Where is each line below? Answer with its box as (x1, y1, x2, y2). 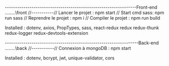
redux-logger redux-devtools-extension (5, 30, 89, 36)
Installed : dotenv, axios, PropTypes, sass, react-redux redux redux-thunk (5, 25, 159, 31)
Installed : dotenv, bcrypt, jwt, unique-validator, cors (5, 55, 115, 61)
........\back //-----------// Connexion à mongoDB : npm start (5, 45, 131, 51)
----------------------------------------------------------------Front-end (5, 5, 158, 10)
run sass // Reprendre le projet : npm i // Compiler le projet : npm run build (5, 15, 160, 21)
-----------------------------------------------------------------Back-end (5, 40, 159, 46)
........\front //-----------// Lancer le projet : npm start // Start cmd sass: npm (5, 10, 164, 16)
